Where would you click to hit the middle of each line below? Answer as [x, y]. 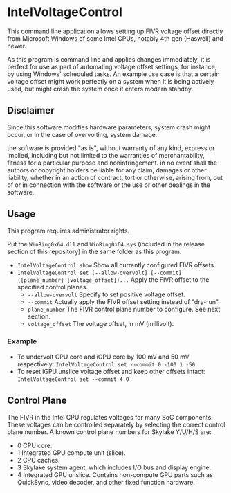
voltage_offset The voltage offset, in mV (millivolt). [101, 323]
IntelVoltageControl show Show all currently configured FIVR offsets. [116, 265]
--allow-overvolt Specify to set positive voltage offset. [106, 294]
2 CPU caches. [38, 460]
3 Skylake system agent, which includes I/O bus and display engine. [114, 467]
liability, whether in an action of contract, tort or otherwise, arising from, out [115, 177]
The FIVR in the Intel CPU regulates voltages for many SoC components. [110, 417]
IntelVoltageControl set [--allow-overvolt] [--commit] [99, 273]
